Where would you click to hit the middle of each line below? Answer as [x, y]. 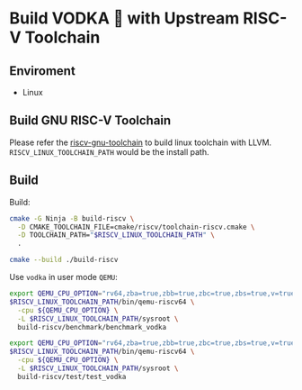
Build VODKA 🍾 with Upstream [124, 18]
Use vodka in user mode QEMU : [64, 277]
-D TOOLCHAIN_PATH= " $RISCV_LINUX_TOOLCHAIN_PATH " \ [116, 235]
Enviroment [43, 71]
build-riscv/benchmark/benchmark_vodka [92, 327]
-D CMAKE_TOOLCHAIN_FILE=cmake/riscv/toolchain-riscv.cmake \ [136, 227]
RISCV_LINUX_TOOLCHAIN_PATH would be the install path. [109, 151]
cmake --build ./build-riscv [64, 260]
